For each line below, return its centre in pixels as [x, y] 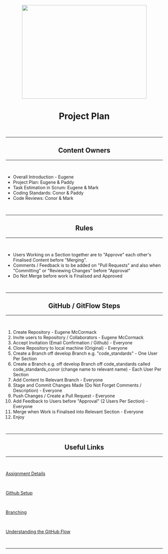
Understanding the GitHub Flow [38, 532]
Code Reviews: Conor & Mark [43, 198]
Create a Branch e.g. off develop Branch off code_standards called [82, 364]
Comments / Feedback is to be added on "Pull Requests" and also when [87, 265]
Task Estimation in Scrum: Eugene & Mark [56, 187]
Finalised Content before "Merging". [50, 260]
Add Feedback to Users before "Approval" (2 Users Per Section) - [81, 401]
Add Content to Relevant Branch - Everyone [58, 380]
